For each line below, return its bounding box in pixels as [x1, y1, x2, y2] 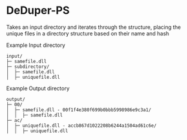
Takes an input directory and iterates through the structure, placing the [6, 23, 181, 31]
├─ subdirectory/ [6, 64, 50, 70]
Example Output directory [6, 85, 70, 92]
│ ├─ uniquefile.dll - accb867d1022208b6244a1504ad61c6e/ [6, 123, 157, 129]
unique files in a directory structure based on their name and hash [6, 29, 170, 37]
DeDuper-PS [6, 4, 70, 17]
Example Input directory [6, 41, 66, 49]
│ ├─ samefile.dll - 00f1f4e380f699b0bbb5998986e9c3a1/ [6, 106, 152, 113]
